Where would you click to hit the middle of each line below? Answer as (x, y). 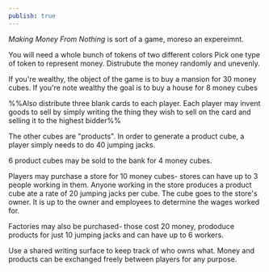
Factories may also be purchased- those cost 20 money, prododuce (122, 226)
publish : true (32, 16)
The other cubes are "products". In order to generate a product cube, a (126, 136)
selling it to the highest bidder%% (65, 120)
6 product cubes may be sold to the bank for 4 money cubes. (110, 160)
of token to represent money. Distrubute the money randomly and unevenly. (134, 63)
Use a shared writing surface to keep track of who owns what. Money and (131, 250)
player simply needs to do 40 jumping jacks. (82, 144)
